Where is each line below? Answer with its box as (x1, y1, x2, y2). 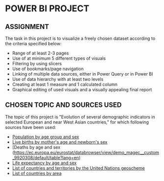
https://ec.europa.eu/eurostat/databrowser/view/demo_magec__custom (14, 149, 160, 155)
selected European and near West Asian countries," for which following (5, 119, 149, 125)
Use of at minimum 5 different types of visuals (12, 55, 106, 61)
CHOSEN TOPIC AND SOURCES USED (5, 101, 122, 109)
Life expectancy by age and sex (12, 160, 77, 166)
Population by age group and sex (12, 133, 80, 140)
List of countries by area (12, 170, 62, 176)
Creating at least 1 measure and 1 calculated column (12, 81, 118, 87)
